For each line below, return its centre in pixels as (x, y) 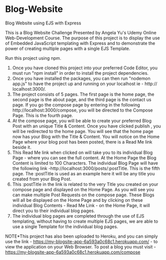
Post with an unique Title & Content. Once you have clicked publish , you (87, 126)
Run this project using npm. (33, 58)
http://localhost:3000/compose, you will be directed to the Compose (83, 110)
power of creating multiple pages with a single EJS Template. (68, 48)
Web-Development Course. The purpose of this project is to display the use (83, 38)
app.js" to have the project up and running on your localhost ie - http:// (85, 84)
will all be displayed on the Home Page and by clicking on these (78, 200)
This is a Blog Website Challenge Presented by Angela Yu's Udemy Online (81, 32)
